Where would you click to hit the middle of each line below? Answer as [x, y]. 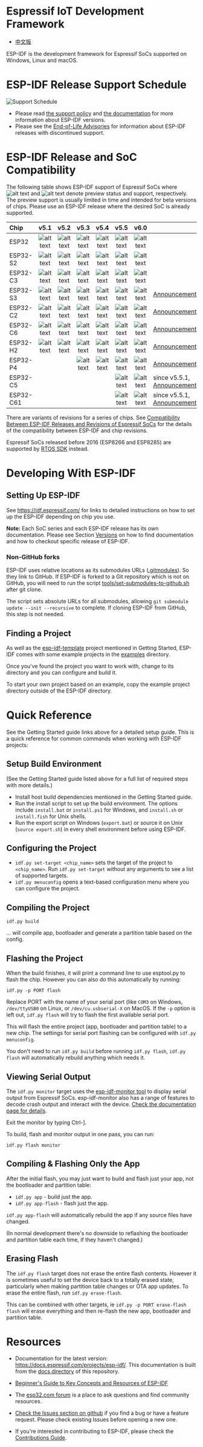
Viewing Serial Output [48, 1076]
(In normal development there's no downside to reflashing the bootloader [97, 1233]
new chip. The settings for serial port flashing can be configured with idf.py [101, 1033]
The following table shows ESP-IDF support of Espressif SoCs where [92, 187]
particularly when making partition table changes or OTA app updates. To [97, 1286]
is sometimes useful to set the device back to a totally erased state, [90, 1279]
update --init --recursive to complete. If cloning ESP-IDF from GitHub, [96, 608]
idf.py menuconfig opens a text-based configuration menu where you [102, 882]
